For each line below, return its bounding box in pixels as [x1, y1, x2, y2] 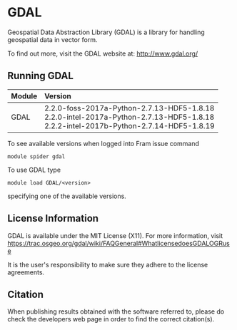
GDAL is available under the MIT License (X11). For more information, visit [7, 231, 223, 239]
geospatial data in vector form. [7, 35, 98, 43]
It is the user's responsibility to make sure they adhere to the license [7, 260, 208, 269]
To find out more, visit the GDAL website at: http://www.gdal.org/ [7, 49, 198, 58]
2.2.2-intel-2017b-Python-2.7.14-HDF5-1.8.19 [44, 120, 216, 130]
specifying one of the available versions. [7, 192, 126, 200]
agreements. [7, 268, 45, 277]
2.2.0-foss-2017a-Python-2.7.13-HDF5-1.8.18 [44, 103, 215, 113]
